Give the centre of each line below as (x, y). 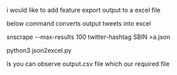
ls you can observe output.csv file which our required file (88, 64)
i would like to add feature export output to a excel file (84, 10)
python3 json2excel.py (39, 50)
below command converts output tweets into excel (79, 23)
